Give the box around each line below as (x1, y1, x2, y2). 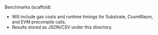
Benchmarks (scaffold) (4, 4, 51, 10)
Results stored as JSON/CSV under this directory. (11, 24, 113, 30)
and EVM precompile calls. (11, 19, 66, 25)
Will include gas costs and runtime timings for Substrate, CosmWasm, (11, 14, 153, 19)
